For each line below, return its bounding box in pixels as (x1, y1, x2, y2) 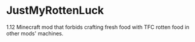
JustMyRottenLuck (6, 4, 104, 17)
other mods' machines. (6, 29, 64, 37)
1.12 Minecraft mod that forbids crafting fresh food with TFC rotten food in (6, 23, 190, 31)
